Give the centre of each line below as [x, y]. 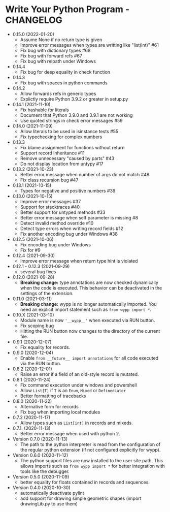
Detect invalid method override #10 [57, 223]
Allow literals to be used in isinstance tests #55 [69, 131]
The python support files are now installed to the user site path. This [92, 460]
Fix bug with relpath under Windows [58, 61]
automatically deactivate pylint [52, 493]
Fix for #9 [30, 250]
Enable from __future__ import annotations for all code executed [89, 358]
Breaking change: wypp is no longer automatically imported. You [89, 304]
